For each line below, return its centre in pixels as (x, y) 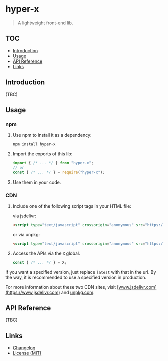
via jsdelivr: (24, 216)
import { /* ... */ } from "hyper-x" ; (53, 163)
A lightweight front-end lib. (45, 23)
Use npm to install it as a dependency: (52, 135)
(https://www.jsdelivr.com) (33, 292)
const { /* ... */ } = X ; (39, 262)
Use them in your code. (37, 182)
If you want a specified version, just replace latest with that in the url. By (81, 272)
